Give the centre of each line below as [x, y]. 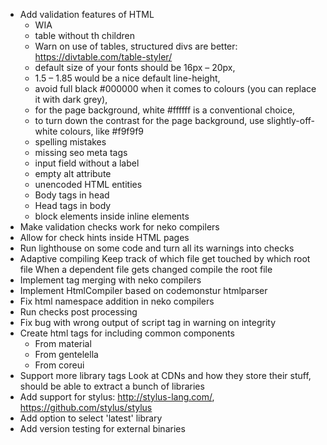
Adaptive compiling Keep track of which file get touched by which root [165, 258]
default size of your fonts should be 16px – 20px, [135, 67]
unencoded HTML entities [88, 184]
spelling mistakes [70, 142]
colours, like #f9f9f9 [102, 131]
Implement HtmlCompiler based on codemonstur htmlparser [143, 290]
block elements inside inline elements [112, 216]
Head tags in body [73, 205]
